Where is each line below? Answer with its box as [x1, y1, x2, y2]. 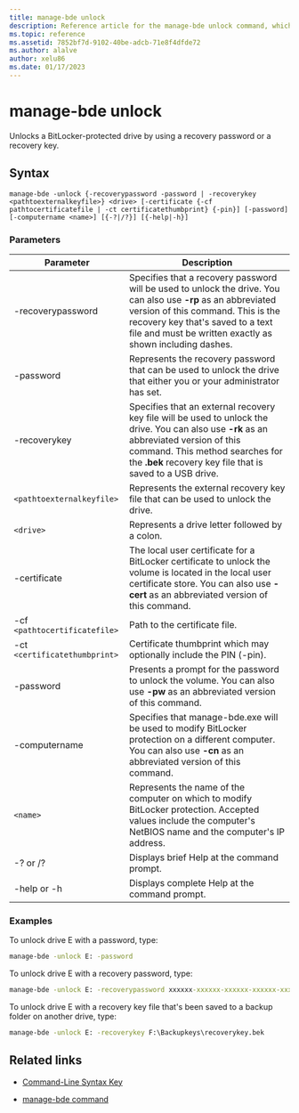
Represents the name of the [128, 781, 245, 793]
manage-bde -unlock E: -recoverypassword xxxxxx [9, 986, 193, 995]
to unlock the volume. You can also [128, 674, 275, 686]
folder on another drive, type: [9, 1011, 117, 1021]
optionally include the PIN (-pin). [128, 648, 267, 661]
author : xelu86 [9, 54, 66, 63]
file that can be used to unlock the [128, 492, 271, 505]
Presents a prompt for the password [128, 662, 279, 675]
